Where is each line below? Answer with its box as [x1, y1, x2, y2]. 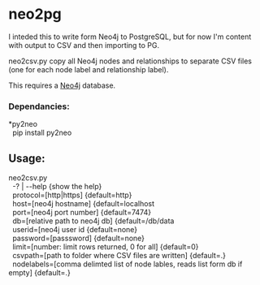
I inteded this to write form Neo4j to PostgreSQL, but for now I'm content [8, 32, 252, 41]
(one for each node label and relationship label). [8, 64, 169, 74]
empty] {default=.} [8, 268, 71, 278]
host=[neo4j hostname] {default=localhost [11, 199, 155, 209]
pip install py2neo [11, 127, 72, 138]
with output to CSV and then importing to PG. [8, 40, 160, 50]
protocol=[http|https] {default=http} [11, 190, 132, 200]
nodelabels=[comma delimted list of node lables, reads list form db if [11, 259, 243, 269]
